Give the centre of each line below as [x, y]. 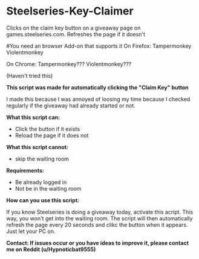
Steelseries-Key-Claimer [70, 11]
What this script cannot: [37, 147]
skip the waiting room [42, 159]
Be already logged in [41, 182]
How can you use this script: [43, 200]
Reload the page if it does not [52, 135]
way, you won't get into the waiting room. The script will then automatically [99, 218]
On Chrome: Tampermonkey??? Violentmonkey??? [69, 64]
